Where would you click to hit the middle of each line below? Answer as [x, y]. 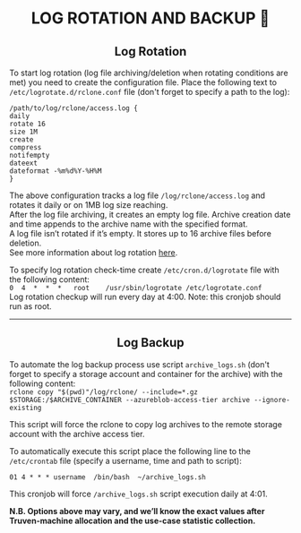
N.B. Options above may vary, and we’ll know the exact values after [137, 511]
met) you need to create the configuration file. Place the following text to [143, 82]
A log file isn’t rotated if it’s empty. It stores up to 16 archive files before [140, 233]
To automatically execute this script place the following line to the [130, 451]
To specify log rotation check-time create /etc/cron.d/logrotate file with [144, 270]
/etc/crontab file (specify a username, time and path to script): [125, 460]
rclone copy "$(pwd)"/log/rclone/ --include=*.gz [104, 392]
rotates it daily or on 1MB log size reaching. [89, 205]
